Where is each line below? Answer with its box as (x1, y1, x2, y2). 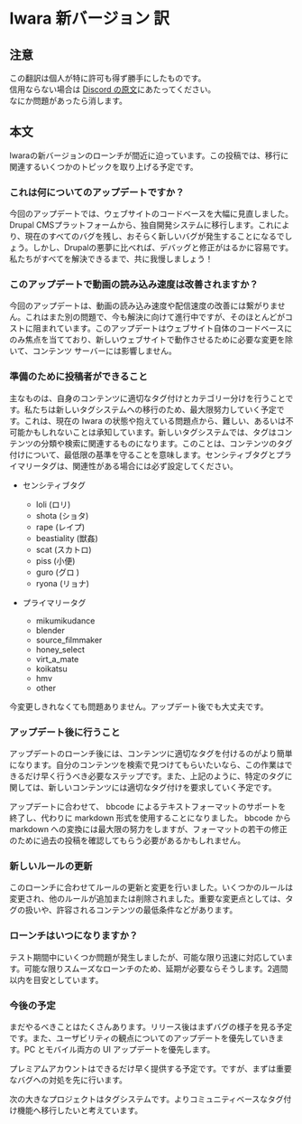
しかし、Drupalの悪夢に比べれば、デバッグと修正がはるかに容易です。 (32, 242, 294, 253)
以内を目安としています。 (9, 974, 104, 985)
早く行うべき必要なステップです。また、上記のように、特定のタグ (40, 771, 285, 782)
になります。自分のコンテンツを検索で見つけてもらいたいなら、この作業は (9, 760, 285, 770)
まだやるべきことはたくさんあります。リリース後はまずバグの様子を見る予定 (9, 1021, 293, 1032)
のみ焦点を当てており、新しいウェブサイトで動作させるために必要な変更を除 (9, 334, 294, 345)
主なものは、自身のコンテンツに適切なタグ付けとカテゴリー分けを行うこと (9, 392, 286, 403)
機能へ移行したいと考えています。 (16, 1104, 142, 1116)
